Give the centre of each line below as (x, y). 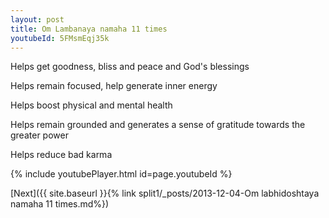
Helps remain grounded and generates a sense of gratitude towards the (158, 125)
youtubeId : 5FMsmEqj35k (60, 38)
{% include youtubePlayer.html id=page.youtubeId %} (121, 174)
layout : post (37, 19)
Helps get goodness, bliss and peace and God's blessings (130, 67)
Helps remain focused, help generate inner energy (114, 86)
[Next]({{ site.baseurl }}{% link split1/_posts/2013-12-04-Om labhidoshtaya (165, 193)
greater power (39, 135)
